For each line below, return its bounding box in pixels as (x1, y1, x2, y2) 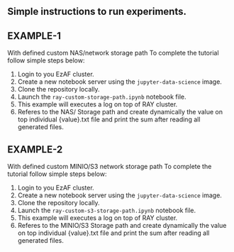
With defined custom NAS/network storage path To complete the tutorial (7, 49, 219, 57)
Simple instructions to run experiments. (7, 6, 186, 18)
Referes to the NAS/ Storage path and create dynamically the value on (17, 108, 223, 116)
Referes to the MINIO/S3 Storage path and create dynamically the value (17, 221, 227, 230)
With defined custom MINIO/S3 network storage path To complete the (7, 163, 212, 171)
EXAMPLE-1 (7, 30, 62, 42)
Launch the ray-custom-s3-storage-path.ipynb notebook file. (17, 206, 196, 215)
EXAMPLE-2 (7, 143, 63, 155)
